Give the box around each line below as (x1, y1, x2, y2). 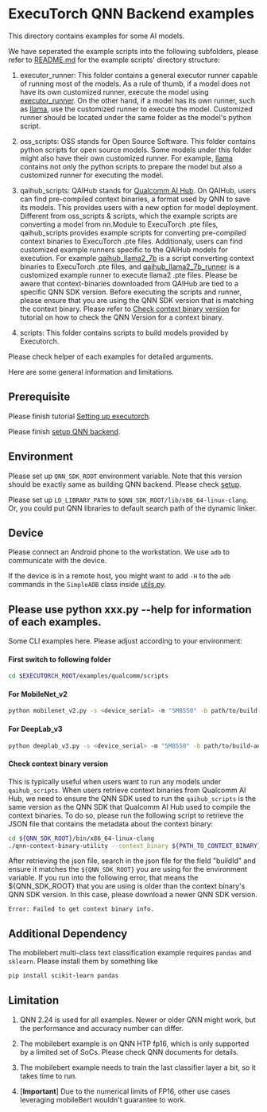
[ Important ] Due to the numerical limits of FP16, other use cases (19, 1087, 230, 1096)
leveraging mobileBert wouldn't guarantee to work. (19, 1095, 187, 1104)
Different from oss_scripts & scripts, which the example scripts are (19, 211, 238, 220)
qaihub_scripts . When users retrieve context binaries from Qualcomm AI (8, 785, 246, 795)
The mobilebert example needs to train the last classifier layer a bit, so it (19, 1063, 256, 1072)
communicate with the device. (8, 556, 107, 566)
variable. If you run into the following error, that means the (8, 873, 199, 883)
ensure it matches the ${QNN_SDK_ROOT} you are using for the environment (8, 865, 248, 874)
